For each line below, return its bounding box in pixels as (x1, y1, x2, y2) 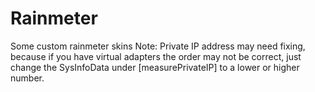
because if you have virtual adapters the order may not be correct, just (10, 50, 302, 62)
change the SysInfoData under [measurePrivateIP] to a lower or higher (10, 61, 300, 73)
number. (10, 72, 45, 84)
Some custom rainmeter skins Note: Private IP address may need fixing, (10, 40, 306, 52)
